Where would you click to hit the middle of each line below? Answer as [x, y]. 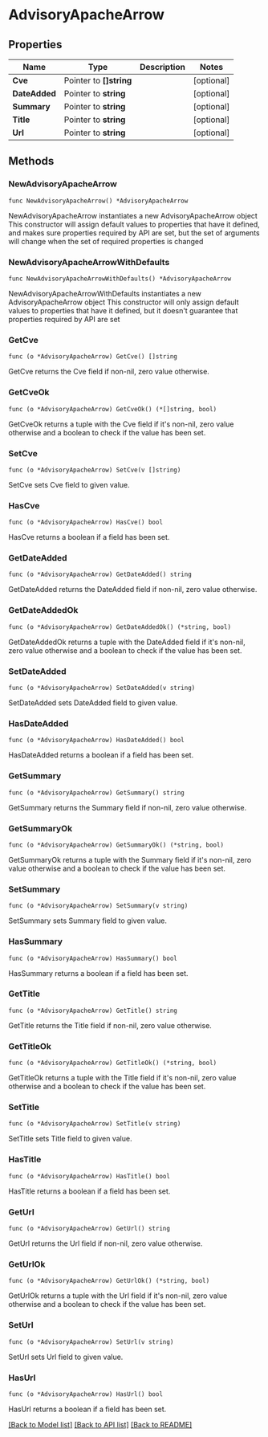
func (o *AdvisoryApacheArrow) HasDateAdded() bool [96, 741]
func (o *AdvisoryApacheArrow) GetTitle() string [93, 1010]
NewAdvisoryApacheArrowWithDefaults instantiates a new [105, 293]
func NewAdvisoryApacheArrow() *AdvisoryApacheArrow [98, 201]
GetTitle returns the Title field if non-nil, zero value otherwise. [110, 1025]
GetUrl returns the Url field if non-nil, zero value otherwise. [106, 1243]
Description [162, 67]
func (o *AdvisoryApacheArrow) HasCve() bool [85, 523]
